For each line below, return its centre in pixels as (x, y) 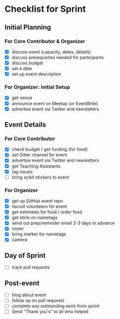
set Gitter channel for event (39, 155)
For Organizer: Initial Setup (37, 87)
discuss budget (27, 63)
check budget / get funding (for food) (50, 149)
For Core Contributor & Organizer (45, 41)
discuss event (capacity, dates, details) (51, 52)
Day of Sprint (25, 255)
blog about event (29, 295)
